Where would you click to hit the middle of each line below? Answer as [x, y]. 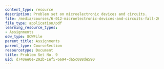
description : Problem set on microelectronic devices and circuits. [76, 14]
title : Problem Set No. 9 [31, 55]
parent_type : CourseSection [34, 46]
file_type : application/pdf [34, 23]
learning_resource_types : [31, 28]
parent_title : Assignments [32, 41]
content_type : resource [29, 9]
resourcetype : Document [29, 50]
